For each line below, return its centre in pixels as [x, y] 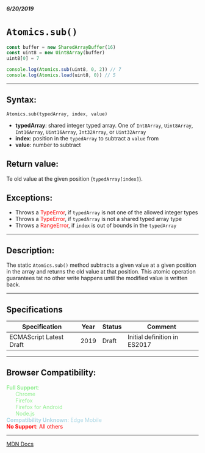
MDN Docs [20, 444]
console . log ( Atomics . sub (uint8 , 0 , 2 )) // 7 [64, 70]
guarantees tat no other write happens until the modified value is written [97, 278]
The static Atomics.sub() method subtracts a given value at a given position [101, 265]
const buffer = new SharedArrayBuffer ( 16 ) [61, 47]
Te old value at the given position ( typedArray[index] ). [75, 179]
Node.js [25, 413]
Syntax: [21, 100]
